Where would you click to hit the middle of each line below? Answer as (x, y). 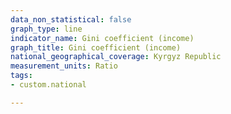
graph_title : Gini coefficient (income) (96, 47)
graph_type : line (46, 29)
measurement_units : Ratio (64, 66)
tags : (21, 76)
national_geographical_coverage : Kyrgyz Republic (116, 57)
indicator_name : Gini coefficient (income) (102, 38)
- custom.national (48, 85)
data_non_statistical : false (71, 19)
